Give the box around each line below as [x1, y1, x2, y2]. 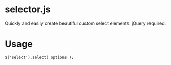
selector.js [5, 4, 51, 15]
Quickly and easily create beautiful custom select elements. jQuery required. [5, 20, 166, 26]
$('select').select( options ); [5, 55, 74, 60]
